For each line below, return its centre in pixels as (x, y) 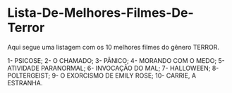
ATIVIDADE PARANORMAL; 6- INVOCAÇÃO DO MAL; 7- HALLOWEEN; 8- (113, 68)
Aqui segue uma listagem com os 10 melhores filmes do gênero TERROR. (114, 47)
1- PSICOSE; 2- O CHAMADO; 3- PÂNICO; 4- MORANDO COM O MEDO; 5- (116, 60)
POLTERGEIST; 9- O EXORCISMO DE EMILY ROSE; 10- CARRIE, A (102, 76)
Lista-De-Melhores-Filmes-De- (100, 13)
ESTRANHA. (25, 83)
